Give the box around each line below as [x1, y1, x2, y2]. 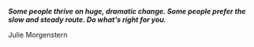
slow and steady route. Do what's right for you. [8, 15, 167, 24]
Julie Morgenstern [8, 31, 69, 39]
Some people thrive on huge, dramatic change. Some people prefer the [8, 7, 246, 16]
